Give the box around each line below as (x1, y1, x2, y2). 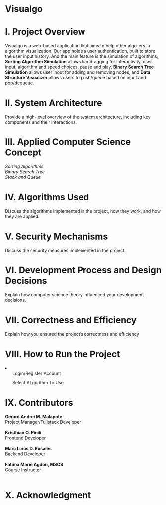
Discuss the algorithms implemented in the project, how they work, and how (5, 208, 161, 214)
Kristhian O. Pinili (5, 429, 41, 435)
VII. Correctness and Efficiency (5, 315, 137, 326)
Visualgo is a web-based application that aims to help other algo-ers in (5, 43, 150, 49)
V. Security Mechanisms (5, 231, 108, 242)
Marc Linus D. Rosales (5, 445, 52, 451)
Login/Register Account (12, 370, 61, 376)
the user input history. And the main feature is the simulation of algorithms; (5, 53, 158, 59)
